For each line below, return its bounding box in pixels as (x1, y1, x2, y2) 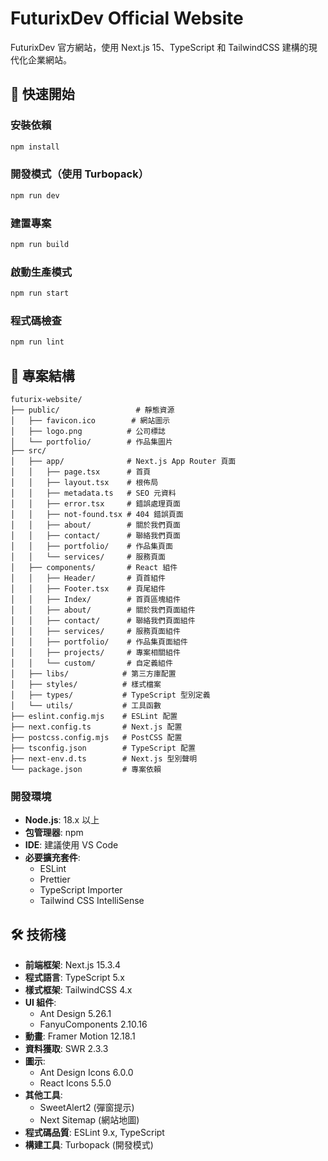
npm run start (10, 288, 70, 299)
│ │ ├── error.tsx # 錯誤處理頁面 (10, 499, 181, 509)
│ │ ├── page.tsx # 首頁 (10, 467, 152, 477)
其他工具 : (24, 1089, 63, 1101)
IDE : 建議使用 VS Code (24, 839, 119, 851)
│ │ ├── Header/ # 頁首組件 (10, 573, 167, 583)
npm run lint (10, 337, 65, 347)
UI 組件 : (24, 997, 57, 1009)
